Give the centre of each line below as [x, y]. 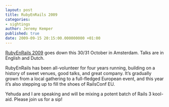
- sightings [18, 24]
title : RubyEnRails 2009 [31, 15]
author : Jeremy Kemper [29, 29]
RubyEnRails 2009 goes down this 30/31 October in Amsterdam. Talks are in [85, 52]
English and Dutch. [25, 58]
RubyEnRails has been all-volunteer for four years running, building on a [80, 68]
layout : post [19, 10]
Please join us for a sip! [38, 99]
